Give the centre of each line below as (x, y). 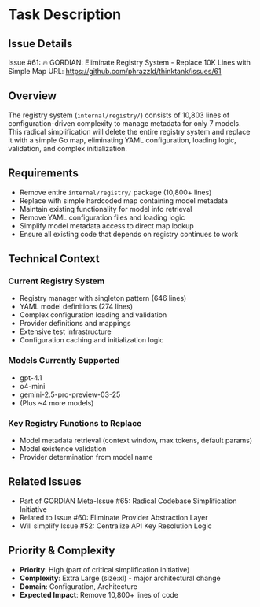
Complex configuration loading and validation (93, 315)
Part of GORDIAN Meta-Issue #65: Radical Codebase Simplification (128, 501)
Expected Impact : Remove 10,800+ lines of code (99, 594)
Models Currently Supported (64, 361)
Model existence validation (63, 448)
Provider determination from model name (86, 457)
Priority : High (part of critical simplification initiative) (104, 569)
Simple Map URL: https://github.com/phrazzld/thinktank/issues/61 (115, 71)
